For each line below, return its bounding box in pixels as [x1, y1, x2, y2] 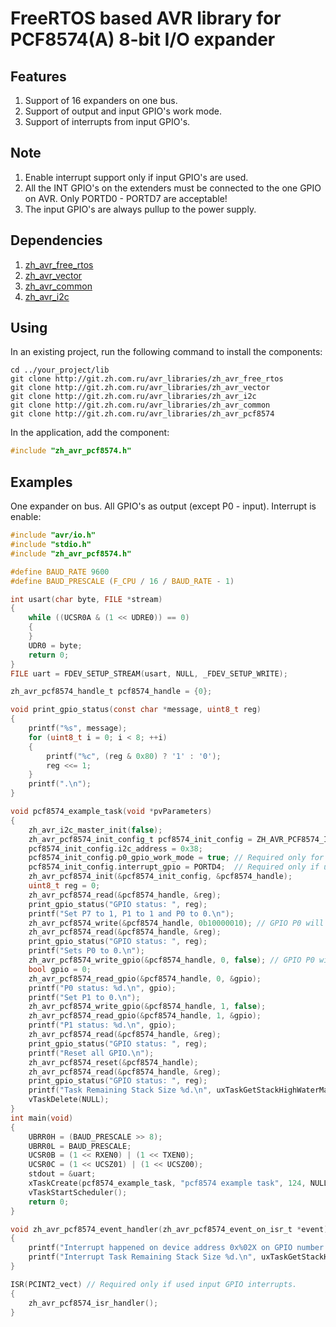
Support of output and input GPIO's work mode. [24, 105, 222, 117]
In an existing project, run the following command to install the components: [10, 346, 323, 358]
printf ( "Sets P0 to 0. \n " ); [28, 946, 145, 956]
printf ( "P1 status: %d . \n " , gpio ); [28, 1020, 177, 1031]
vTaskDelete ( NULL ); [28, 1095, 110, 1105]
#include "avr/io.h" [10, 530, 97, 541]
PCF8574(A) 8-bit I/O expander [10, 28, 276, 51]
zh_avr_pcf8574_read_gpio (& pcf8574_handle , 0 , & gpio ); [28, 973, 262, 984]
